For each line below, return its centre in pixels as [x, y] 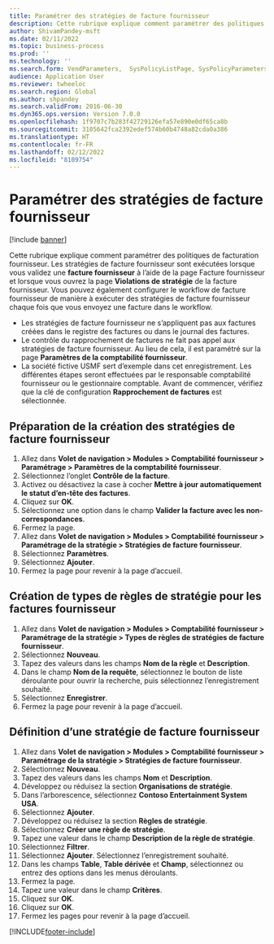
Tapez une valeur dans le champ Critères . [91, 890]
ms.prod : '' [29, 54]
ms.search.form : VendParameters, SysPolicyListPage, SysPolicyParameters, [140, 69]
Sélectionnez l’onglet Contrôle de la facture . [95, 476]
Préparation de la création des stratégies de [122, 426]
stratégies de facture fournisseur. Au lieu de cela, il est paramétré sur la [141, 349]
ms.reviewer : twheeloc [48, 84]
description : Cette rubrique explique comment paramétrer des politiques [137, 24]
